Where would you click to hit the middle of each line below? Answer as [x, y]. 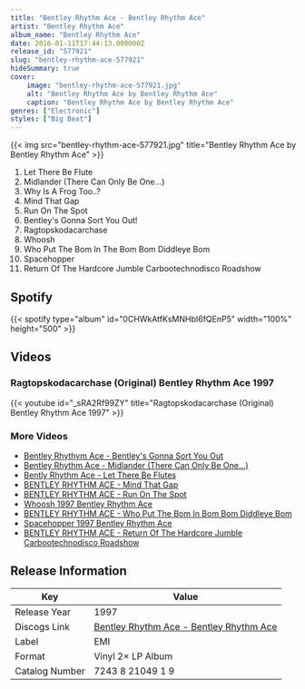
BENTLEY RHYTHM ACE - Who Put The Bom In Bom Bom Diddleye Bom [158, 513]
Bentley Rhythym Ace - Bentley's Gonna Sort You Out [123, 456]
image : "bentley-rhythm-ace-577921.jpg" [104, 85]
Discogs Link [43, 626]
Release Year [43, 612]
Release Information [69, 571]
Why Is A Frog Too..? [62, 192]
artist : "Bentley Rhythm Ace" [68, 26]
